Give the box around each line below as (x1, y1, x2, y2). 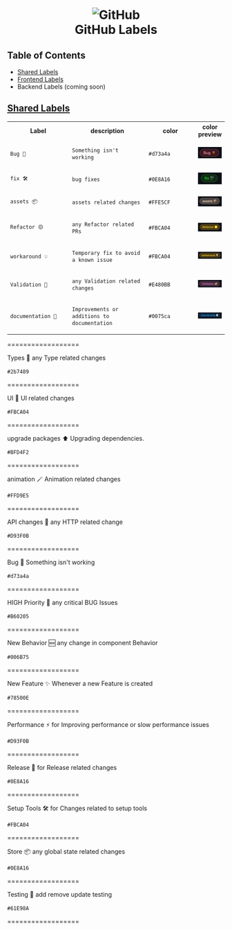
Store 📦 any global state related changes (7, 847, 126, 855)
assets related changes (72, 199, 140, 207)
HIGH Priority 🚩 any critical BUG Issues (7, 598, 118, 606)
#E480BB (148, 281, 171, 288)
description (90, 126, 124, 134)
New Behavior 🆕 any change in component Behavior (7, 638, 158, 647)
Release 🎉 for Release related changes (7, 763, 117, 771)
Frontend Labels (17, 76, 64, 83)
